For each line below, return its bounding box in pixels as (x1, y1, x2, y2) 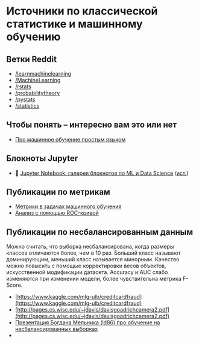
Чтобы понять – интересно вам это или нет (6, 120, 177, 130)
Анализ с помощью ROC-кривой (14, 209, 99, 217)
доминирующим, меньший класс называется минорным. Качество (6, 256, 180, 263)
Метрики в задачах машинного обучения (14, 203, 122, 210)
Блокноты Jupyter (6, 153, 78, 164)
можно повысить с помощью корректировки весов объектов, (6, 262, 167, 270)
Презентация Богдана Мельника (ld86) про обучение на (14, 319, 160, 326)
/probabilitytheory (14, 90, 60, 96)
